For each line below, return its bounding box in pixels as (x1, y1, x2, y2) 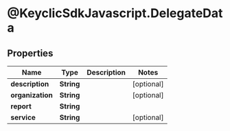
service (10, 112, 36, 122)
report (10, 102, 32, 111)
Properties (7, 47, 54, 59)
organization (10, 91, 54, 99)
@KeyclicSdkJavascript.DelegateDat (7, 5, 223, 21)
